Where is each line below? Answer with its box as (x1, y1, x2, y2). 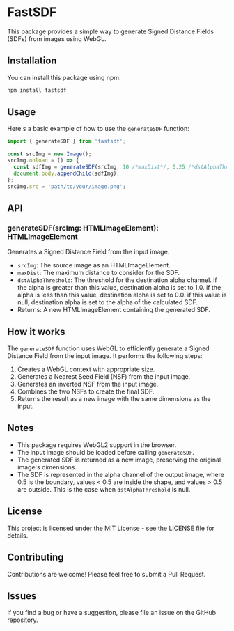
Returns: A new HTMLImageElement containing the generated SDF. (17, 306, 211, 314)
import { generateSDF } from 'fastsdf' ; (7, 138, 127, 145)
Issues (7, 590, 37, 602)
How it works (7, 325, 65, 338)
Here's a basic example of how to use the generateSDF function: (7, 125, 189, 133)
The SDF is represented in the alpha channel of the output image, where (17, 470, 225, 478)
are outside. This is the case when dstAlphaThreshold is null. (17, 485, 191, 493)
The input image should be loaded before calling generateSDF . (17, 448, 195, 456)
